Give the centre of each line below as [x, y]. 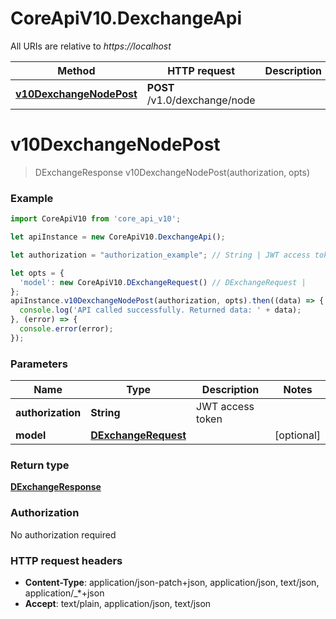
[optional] [297, 435]
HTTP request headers [66, 560]
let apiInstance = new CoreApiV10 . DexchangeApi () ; [118, 237]
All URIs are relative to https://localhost [91, 46]
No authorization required [63, 534]
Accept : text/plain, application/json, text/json [118, 603]
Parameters [39, 364]
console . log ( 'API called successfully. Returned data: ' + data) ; [160, 310]
